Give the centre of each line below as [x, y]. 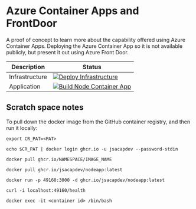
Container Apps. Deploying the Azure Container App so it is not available [94, 46]
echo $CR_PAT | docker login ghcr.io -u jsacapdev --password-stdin [92, 149]
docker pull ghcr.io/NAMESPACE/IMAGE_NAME [59, 159]
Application [25, 86]
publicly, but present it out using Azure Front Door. [67, 52]
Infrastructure [28, 77]
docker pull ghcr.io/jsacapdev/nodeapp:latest [64, 169]
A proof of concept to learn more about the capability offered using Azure [96, 40]
